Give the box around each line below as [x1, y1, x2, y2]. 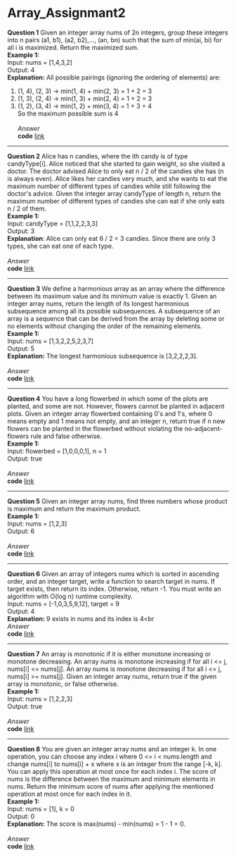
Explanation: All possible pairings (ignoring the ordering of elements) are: [7, 73, 221, 82]
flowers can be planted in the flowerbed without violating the [7, 424, 183, 432]
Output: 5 [7, 344, 35, 353]
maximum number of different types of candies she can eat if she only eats [7, 196, 225, 205]
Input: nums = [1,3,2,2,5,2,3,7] [7, 337, 93, 345]
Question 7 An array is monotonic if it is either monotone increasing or [7, 649, 211, 658]
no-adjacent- [184, 424, 223, 432]
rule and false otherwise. [30, 432, 103, 440]
